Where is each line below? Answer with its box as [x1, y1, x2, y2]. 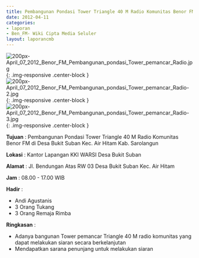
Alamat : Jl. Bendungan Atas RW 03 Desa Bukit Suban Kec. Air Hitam [6, 163, 175, 170]
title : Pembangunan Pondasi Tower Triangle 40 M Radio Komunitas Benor [6, 8, 187, 15]
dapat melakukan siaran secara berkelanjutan [14, 239, 126, 246]
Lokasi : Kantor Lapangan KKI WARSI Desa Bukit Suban [6, 151, 142, 158]
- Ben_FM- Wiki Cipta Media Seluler [6, 31, 97, 37]
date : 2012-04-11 [6, 14, 49, 20]
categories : [6, 20, 36, 26]
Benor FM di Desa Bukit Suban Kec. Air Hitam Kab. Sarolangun [6, 140, 159, 146]
